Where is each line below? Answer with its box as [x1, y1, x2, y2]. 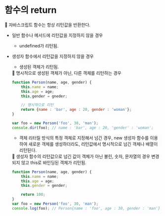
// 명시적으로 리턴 [21, 102, 54, 108]
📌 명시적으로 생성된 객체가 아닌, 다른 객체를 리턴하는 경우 [11, 70, 122, 76]
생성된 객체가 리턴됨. [19, 64, 59, 70]
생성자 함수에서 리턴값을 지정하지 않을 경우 [11, 53, 94, 59]
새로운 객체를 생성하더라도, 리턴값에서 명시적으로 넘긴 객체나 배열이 [28, 141, 158, 147]
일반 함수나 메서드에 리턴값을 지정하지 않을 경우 [11, 32, 103, 38]
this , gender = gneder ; [21, 93, 68, 99]
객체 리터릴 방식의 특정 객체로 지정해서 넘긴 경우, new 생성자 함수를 [19, 134, 149, 141]
